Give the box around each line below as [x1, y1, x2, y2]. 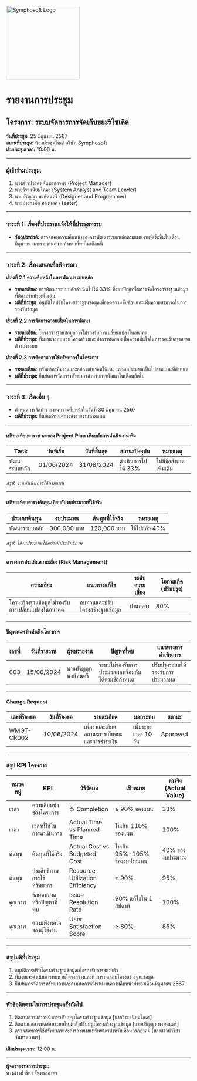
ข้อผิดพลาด [32, 891, 57, 899]
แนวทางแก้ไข [87, 581, 116, 589]
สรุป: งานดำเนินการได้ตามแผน [6, 480, 64, 487]
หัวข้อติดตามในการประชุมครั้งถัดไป [6, 1001, 83, 1009]
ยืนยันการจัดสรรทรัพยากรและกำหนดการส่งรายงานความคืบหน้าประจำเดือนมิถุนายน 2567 [14, 980, 185, 987]
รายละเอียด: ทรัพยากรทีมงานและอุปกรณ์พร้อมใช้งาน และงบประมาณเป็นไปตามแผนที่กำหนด [14, 365, 189, 372]
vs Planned [69, 825, 100, 833]
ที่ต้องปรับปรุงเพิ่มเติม [14, 292, 56, 299]
